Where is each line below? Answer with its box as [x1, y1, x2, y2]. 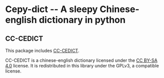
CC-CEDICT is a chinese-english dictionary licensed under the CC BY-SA [5, 57, 158, 63]
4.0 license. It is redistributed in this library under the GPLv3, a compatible [5, 63, 159, 68]
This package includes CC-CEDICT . [5, 48, 80, 53]
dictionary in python [38, 14, 126, 26]
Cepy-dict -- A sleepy [5, 4, 98, 15]
